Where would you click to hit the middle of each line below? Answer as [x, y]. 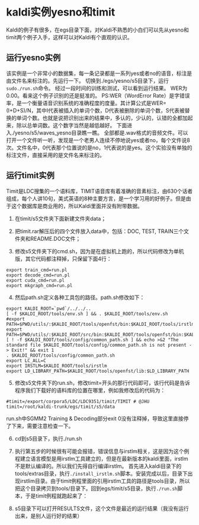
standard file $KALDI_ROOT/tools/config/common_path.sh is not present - [99, 345]
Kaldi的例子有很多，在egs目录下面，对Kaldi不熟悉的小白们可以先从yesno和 [98, 30]
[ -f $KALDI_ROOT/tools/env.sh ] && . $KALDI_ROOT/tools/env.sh [87, 314]
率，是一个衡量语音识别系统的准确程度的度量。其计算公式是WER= [86, 103]
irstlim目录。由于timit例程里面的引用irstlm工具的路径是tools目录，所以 [105, 481]
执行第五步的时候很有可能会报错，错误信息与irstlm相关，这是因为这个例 [102, 451]
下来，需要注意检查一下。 [42, 426]
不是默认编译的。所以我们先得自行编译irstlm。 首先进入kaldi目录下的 [98, 466]
